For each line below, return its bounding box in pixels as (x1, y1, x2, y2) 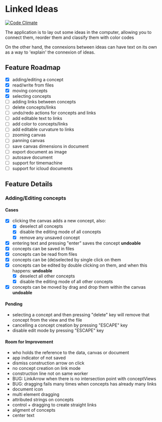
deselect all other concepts (19, 273, 75, 279)
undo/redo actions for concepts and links (12, 110, 96, 116)
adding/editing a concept (12, 76, 64, 82)
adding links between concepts (12, 99, 76, 104)
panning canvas (12, 138, 45, 144)
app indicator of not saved (12, 355, 66, 361)
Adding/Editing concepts (5, 195, 66, 202)
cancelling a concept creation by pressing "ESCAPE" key (12, 322, 128, 328)
